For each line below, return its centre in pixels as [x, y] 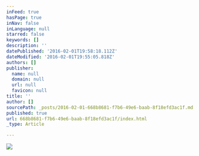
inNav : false [23, 23]
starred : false [25, 34]
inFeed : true [23, 12]
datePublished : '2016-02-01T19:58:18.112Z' [62, 51]
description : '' [27, 46]
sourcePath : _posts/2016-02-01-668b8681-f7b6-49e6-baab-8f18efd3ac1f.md [100, 107]
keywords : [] [23, 40]
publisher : [20, 68]
